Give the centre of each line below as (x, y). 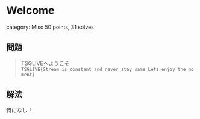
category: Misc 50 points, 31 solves (50, 27)
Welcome (30, 11)
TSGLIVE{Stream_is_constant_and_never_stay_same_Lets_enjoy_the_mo (107, 69)
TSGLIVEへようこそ (45, 63)
